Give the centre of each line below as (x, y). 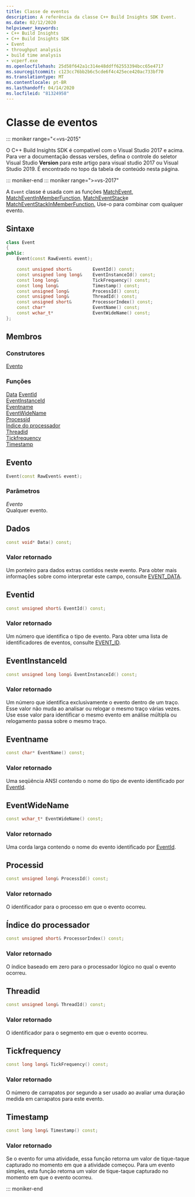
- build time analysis (34, 55)
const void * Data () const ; (39, 542)
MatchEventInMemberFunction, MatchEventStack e (67, 198)
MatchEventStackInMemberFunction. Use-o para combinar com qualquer (95, 204)
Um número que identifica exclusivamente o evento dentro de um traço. (93, 702)
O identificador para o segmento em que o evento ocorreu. (77, 1033)
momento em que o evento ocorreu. (49, 1177)
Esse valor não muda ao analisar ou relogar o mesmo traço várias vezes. (94, 708)
